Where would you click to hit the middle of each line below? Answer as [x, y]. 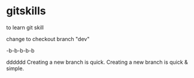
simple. [15, 68]
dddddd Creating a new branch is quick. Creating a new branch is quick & [97, 62]
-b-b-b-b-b [20, 50]
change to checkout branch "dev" [48, 39]
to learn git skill [25, 27]
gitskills [26, 11]
